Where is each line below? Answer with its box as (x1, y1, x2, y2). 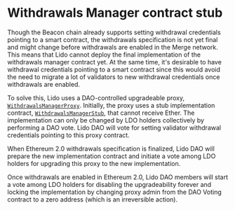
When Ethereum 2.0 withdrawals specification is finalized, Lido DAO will (7, 144, 215, 153)
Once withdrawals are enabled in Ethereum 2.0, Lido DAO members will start (7, 173, 229, 181)
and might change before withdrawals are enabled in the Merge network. (7, 43, 219, 51)
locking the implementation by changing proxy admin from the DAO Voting (7, 188, 222, 196)
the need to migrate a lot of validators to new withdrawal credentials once (7, 72, 220, 81)
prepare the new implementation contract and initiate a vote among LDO (7, 152, 216, 160)
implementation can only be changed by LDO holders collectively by (7, 115, 205, 124)
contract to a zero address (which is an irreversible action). (7, 195, 177, 204)
